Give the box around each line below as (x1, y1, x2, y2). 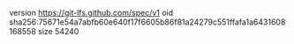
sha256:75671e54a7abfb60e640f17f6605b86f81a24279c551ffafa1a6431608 (9, 17, 286, 27)
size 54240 (38, 26, 79, 36)
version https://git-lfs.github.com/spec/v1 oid (9, 8, 174, 18)
